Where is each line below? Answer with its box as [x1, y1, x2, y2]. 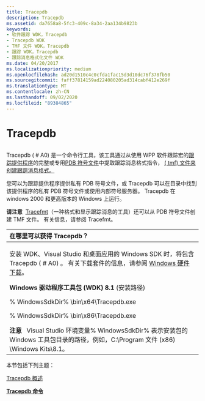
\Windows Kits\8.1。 [9, 345, 69, 353]
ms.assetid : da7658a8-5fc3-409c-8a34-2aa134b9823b [6, 20, 138, 26]
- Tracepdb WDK [6, 37, 45, 43]
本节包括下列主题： [6, 362, 55, 369]
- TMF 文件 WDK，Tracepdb [6, 43, 70, 50]
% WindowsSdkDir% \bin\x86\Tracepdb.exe [9, 312, 136, 320]
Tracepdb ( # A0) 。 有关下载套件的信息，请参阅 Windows [9, 259, 176, 268]
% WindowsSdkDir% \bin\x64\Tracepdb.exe [9, 298, 136, 306]
